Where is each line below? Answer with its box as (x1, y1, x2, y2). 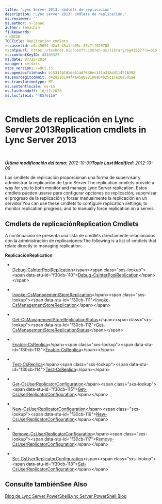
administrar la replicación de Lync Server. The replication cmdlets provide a (5, 180, 155, 186)
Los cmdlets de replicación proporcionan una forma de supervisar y (5, 174, 141, 180)
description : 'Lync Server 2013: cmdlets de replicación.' (5, 12, 127, 17)
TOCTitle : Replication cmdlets (5, 39, 68, 44)
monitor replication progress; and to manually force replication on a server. (5, 206, 154, 211)
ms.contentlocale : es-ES (5, 84, 55, 89)
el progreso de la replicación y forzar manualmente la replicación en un (5, 195, 147, 201)
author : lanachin (5, 25, 40, 30)
